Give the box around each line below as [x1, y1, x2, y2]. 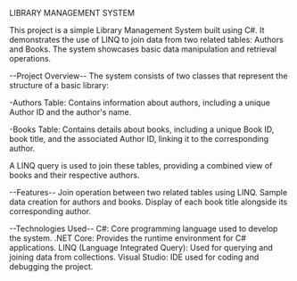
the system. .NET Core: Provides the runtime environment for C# [9, 233, 247, 244]
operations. [9, 54, 52, 63]
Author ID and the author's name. [9, 107, 132, 117]
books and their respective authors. [9, 169, 140, 180]
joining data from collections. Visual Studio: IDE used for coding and [9, 252, 260, 262]
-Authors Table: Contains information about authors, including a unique [9, 97, 270, 108]
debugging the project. [9, 261, 94, 271]
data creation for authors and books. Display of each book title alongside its [9, 196, 288, 207]
